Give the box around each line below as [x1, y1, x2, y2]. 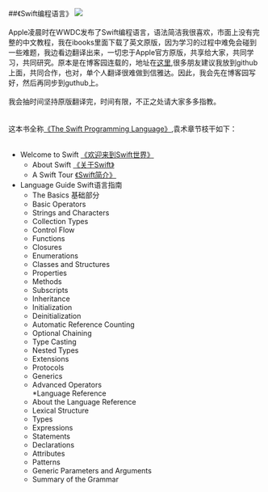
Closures [31, 243, 62, 252]
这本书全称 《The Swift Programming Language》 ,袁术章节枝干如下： [8, 124, 237, 134]
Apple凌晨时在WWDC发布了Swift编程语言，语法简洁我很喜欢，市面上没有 [8, 28, 253, 36]
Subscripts [31, 286, 69, 295]
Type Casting [31, 337, 77, 346]
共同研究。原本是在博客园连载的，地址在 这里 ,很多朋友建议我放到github [22, 57, 258, 67]
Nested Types [31, 346, 79, 355]
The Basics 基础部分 [31, 190, 100, 200]
